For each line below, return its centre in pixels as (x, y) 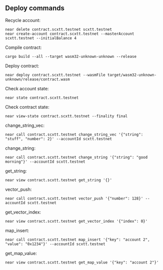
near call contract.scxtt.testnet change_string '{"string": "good (77, 157)
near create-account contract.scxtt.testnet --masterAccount (70, 34)
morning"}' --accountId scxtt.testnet (45, 162)
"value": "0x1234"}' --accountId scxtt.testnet (55, 244)
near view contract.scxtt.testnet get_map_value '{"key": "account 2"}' (82, 262)
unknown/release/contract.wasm (38, 79)
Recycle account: (23, 20)
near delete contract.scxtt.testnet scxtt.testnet (59, 29)
